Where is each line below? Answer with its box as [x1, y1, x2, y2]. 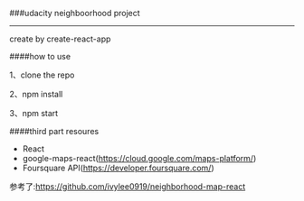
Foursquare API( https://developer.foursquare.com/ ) [22, 162, 214, 173]
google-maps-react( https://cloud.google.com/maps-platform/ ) [22, 153, 257, 163]
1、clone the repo [9, 69, 75, 80]
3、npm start [9, 108, 59, 118]
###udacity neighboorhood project [9, 8, 140, 18]
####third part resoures [9, 126, 100, 136]
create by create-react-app [9, 33, 111, 44]
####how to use [9, 51, 71, 61]
